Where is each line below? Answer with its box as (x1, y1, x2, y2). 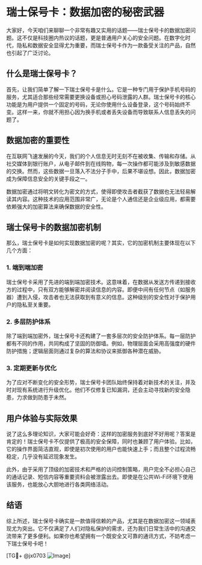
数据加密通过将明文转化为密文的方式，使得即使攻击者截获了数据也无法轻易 (6, 188, 191, 195)
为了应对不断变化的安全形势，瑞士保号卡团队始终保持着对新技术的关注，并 (6, 379, 191, 386)
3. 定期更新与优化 (6, 364, 57, 372)
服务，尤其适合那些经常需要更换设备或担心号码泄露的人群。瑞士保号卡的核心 (6, 93, 196, 100)
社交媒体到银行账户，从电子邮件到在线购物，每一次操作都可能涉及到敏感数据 (6, 160, 196, 167)
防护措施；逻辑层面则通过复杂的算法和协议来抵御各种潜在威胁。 (6, 347, 164, 355)
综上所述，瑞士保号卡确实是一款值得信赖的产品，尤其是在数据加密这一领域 (6, 517, 191, 525)
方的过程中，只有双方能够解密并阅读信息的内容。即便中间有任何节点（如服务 (6, 286, 196, 293)
